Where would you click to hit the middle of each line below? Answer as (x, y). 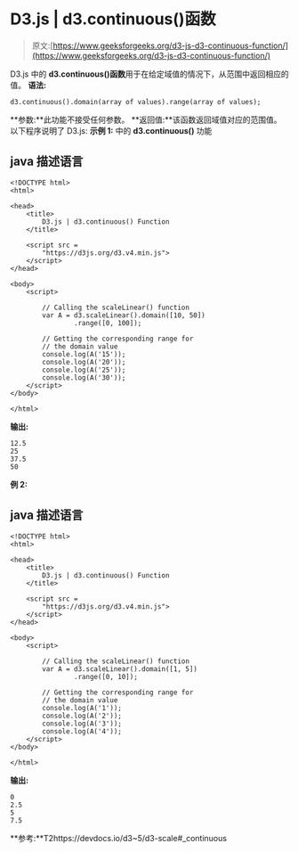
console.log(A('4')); (82, 731)
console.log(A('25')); (84, 370)
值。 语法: (28, 85)
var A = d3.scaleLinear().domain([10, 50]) (124, 315)
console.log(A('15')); (84, 354)
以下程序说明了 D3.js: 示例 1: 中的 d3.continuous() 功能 (111, 130)
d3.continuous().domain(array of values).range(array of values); (136, 102)
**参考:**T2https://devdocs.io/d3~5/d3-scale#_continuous (119, 838)
